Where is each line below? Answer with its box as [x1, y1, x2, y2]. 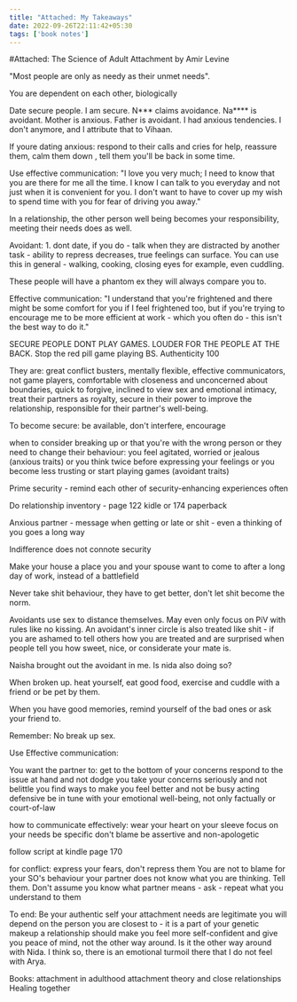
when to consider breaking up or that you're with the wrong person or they [9, 438, 282, 448]
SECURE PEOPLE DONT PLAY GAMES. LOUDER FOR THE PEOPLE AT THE [9, 339, 281, 350]
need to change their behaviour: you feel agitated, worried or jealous [9, 447, 260, 458]
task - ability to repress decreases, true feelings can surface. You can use [9, 249, 279, 260]
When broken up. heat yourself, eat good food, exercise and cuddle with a [9, 677, 280, 688]
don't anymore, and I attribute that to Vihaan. [9, 124, 173, 135]
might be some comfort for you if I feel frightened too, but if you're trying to [9, 303, 285, 313]
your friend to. [9, 714, 62, 724]
